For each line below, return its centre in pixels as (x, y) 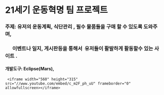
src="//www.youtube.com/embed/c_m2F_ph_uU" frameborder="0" (68, 84)
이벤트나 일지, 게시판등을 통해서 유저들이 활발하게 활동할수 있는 (83, 49)
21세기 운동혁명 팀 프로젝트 (56, 10)
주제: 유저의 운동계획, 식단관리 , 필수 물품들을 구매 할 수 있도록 (74, 27)
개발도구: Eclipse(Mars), (30, 68)
